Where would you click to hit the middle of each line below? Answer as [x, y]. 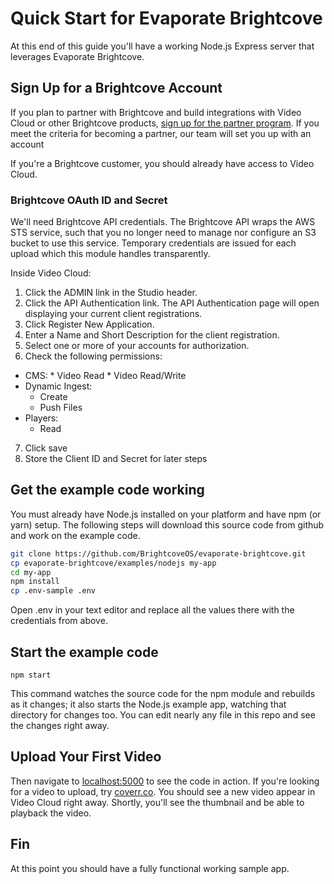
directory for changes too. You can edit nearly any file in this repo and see [163, 715]
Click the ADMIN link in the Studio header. [111, 293]
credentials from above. [59, 621]
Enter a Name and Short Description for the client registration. [152, 335]
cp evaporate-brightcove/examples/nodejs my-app [113, 563]
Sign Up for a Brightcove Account [116, 88]
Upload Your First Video [86, 757]
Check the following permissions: [93, 356]
